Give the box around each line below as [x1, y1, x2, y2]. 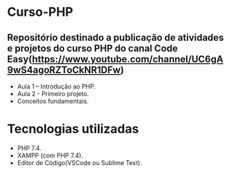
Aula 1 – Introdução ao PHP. [17, 82, 96, 90]
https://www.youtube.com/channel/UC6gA [32, 53, 224, 65]
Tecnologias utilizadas [7, 122, 139, 137]
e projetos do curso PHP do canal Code [7, 42, 178, 54]
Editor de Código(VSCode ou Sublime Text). [17, 158, 143, 166]
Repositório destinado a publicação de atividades [7, 32, 224, 43]
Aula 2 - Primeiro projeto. [17, 90, 90, 97]
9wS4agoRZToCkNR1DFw [7, 64, 121, 76]
